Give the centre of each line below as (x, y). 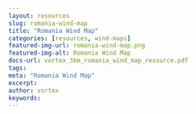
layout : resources (39, 16)
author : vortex (34, 90)
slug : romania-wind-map (48, 23)
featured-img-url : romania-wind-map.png (77, 46)
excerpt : (23, 83)
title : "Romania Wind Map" (53, 31)
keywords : (25, 98)
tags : (17, 68)
